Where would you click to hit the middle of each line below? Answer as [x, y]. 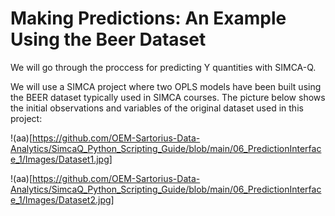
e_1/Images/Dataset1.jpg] [61, 159]
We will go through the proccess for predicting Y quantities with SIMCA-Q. [163, 67]
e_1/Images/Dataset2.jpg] [62, 199]
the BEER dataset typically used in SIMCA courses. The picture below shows [168, 97]
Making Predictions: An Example [148, 18]
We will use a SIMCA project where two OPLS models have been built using [166, 86]
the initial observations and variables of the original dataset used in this [157, 108]
